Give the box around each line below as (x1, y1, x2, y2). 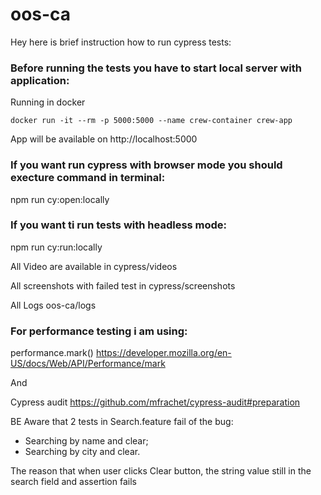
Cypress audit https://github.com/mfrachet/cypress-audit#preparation (10, 396, 301, 408)
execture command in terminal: (10, 171, 166, 185)
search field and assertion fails (10, 476, 137, 488)
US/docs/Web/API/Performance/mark (10, 358, 166, 370)
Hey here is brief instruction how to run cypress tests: (10, 36, 232, 48)
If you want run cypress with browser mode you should (10, 158, 283, 172)
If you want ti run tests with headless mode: (10, 218, 228, 232)
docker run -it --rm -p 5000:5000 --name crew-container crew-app (10, 116, 293, 126)
